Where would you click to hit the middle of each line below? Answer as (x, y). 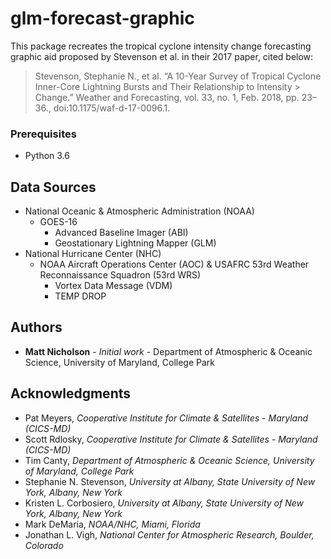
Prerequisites (43, 134)
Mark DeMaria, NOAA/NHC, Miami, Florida (112, 524)
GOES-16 (58, 222)
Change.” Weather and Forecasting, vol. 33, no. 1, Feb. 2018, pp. (167, 97)
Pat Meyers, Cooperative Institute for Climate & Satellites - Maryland (166, 418)
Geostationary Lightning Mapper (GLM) (135, 243)
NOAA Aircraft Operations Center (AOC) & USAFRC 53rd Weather (174, 264)
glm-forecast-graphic (102, 18)
